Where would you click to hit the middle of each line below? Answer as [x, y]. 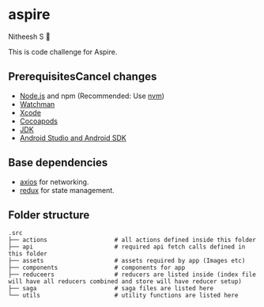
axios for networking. [54, 182]
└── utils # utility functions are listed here [123, 296]
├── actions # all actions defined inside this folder [132, 240]
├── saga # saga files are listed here [111, 289]
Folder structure [49, 215]
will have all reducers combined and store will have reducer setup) [125, 282]
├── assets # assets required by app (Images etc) [127, 261]
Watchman [37, 104]
